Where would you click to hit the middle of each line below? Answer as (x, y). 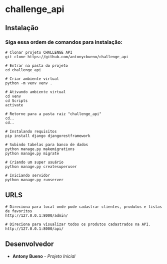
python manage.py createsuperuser (41, 167)
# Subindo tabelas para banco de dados (47, 145)
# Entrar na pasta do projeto (37, 65)
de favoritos (19, 211)
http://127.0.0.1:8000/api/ (34, 229)
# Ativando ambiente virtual (35, 92)
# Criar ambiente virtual (32, 79)
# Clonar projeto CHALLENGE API (39, 52)
